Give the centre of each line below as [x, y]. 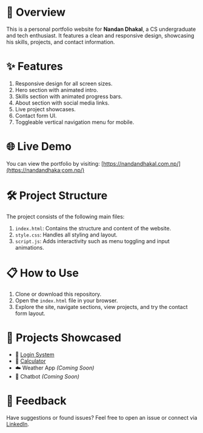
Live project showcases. [45, 109]
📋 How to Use [42, 273]
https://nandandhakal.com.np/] [141, 163]
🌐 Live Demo [39, 147]
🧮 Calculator [31, 361]
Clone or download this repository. [58, 294]
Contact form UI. [36, 116]
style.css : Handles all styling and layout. [66, 235]
